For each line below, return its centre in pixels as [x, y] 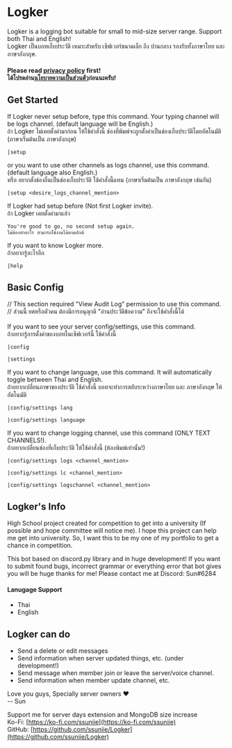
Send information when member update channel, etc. [93, 680]
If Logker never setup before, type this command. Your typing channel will [113, 117]
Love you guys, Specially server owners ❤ [68, 693]
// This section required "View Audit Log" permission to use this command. [114, 304]
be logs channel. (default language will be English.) [80, 124]
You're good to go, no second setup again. [71, 226]
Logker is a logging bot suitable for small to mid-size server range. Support [115, 31]
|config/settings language [46, 420]
